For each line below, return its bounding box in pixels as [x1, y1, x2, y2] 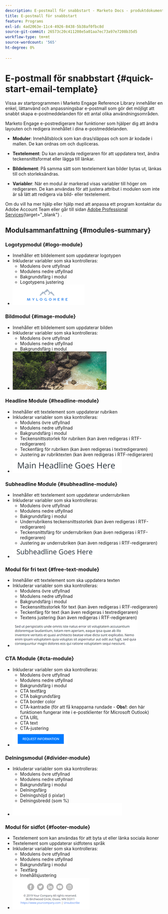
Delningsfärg [19, 787, 46, 793]
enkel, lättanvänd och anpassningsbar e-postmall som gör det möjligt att [5, 105, 154, 111]
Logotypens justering [19, 279, 64, 285]
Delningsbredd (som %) [19, 798, 69, 804]
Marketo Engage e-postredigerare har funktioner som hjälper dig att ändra [5, 120, 158, 126]
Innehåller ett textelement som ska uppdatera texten [12, 577, 120, 583]
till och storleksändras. [12, 171, 59, 177]
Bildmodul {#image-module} [5, 313, 76, 320]
